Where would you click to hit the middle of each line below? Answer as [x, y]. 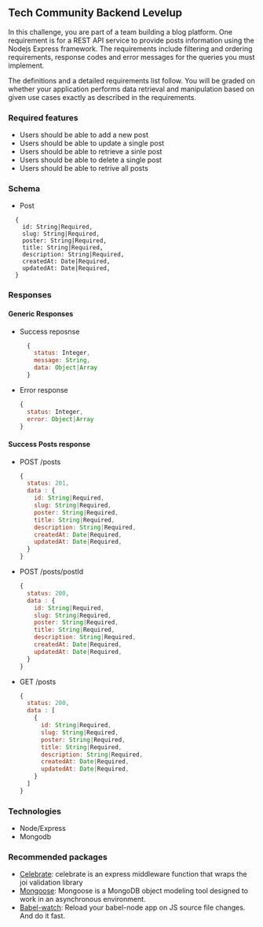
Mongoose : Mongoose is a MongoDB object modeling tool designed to [134, 891]
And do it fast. [42, 916]
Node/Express [43, 829]
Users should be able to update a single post [92, 143]
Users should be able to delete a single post [91, 160]
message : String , [62, 360]
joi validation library [51, 883]
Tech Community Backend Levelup [95, 13]
